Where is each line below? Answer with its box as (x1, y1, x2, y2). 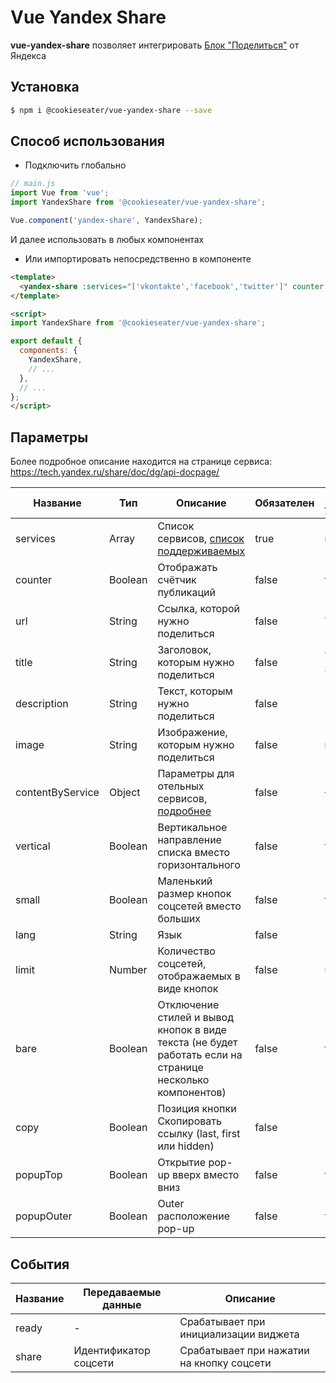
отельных (157, 779, 205, 793)
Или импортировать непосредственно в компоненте (24, 252, 252, 265)
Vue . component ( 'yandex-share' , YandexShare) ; (10, 216, 203, 226)
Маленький (157, 874, 213, 888)
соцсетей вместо (157, 899, 242, 913)
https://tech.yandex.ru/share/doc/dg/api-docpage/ (10, 466, 220, 478)
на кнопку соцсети (179, 1356, 272, 1370)
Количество (157, 944, 216, 958)
